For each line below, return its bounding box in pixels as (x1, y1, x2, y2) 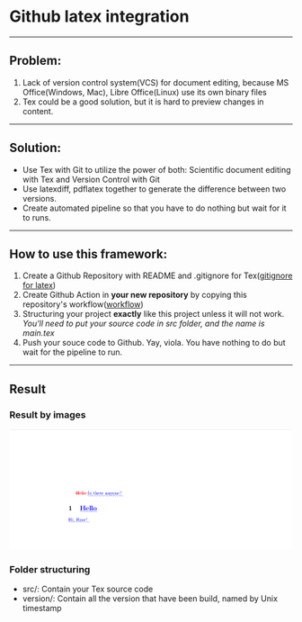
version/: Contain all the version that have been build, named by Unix (22, 592, 279, 604)
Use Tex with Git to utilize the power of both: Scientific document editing (22, 164, 291, 175)
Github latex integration (9, 6, 190, 27)
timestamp (22, 602, 62, 613)
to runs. (22, 212, 51, 222)
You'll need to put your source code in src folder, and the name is (22, 318, 265, 329)
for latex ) (22, 280, 57, 291)
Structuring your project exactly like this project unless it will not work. (22, 309, 285, 320)
